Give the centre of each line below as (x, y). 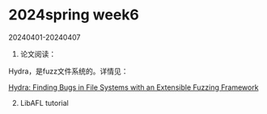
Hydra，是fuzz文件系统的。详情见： (68, 71)
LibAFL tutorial (44, 103)
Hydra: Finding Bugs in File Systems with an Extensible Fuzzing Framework (133, 87)
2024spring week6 (74, 15)
